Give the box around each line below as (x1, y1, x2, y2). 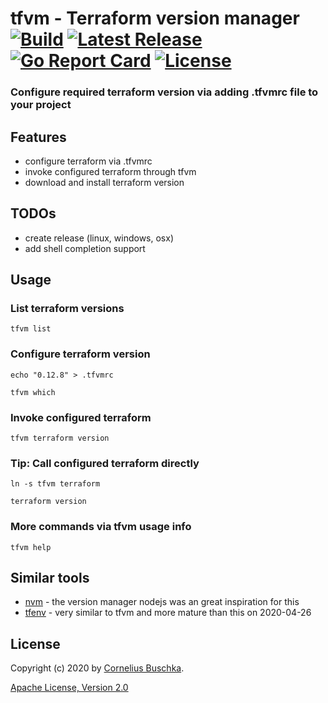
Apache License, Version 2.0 (10, 682, 129, 694)
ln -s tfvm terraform (10, 479, 101, 489)
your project (10, 98, 72, 112)
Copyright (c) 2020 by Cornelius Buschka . (10, 662, 185, 674)
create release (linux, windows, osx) (24, 232, 175, 244)
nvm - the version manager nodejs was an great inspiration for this (24, 596, 300, 608)
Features (10, 128, 67, 146)
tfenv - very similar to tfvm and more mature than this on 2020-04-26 (24, 607, 312, 619)
